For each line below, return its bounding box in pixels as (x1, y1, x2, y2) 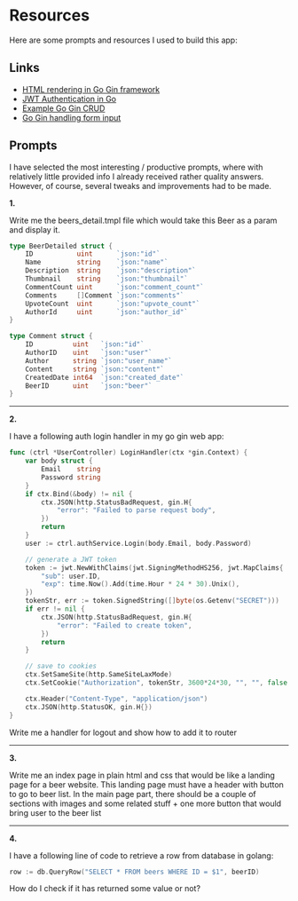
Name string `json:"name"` (25, 258, 169, 267)
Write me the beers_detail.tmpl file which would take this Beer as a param (9, 215, 278, 225)
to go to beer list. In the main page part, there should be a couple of (9, 788, 256, 799)
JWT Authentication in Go (21, 93, 117, 104)
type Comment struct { (9, 332, 93, 341)
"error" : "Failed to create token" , (56, 620, 192, 630)
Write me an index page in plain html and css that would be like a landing (9, 770, 275, 780)
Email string (41, 465, 101, 474)
